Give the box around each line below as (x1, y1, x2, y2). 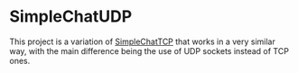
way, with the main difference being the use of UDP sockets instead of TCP (9, 45, 289, 56)
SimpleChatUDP (9, 6, 133, 27)
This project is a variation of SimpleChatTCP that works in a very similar (9, 36, 275, 47)
